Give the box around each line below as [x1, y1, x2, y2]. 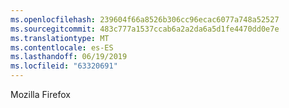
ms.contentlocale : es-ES [10, 42, 114, 53]
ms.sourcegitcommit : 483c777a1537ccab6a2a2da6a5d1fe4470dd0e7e [10, 24, 280, 34]
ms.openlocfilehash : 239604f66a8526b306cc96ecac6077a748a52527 [10, 14, 280, 25]
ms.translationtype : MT [10, 33, 110, 43]
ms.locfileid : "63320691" [10, 61, 118, 71]
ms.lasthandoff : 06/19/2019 [10, 52, 128, 62]
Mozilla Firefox [10, 89, 71, 100]
